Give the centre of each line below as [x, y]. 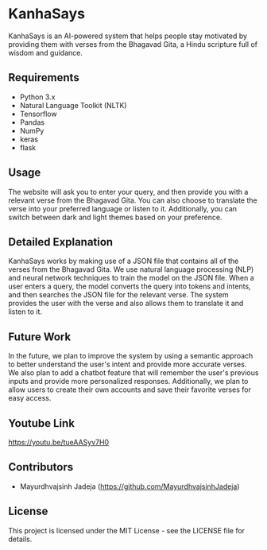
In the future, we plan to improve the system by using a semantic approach [131, 356]
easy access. [30, 398]
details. [20, 539]
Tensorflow [38, 114]
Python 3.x [37, 97]
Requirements [44, 77]
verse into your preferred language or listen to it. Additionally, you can [122, 208]
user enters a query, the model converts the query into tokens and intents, [130, 286]
